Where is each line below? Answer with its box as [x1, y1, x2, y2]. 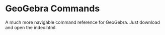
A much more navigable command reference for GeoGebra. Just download [5, 19, 160, 25]
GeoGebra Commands [5, 3, 100, 14]
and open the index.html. [5, 24, 57, 30]
